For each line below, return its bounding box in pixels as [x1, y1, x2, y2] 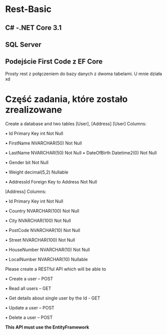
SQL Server [5, 40, 41, 48]
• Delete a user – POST [5, 314, 53, 320]
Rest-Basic [5, 3, 51, 15]
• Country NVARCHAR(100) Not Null [5, 207, 79, 213]
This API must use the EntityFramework [5, 324, 89, 330]
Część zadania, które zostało [5, 93, 128, 104]
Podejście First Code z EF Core [5, 57, 103, 66]
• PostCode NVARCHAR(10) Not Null [5, 227, 80, 233]
